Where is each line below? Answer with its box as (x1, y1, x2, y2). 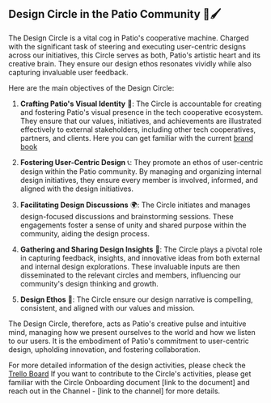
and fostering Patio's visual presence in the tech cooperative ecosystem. (19, 107, 264, 117)
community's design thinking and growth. (19, 278, 159, 288)
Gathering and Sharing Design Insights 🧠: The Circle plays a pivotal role (19, 244, 263, 254)
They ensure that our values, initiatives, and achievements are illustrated (19, 116, 262, 125)
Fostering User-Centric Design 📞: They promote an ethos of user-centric (19, 157, 264, 167)
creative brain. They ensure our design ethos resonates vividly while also (8, 58, 252, 68)
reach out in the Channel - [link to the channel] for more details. (8, 386, 221, 396)
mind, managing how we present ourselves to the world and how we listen (8, 327, 256, 337)
